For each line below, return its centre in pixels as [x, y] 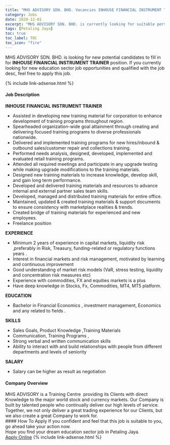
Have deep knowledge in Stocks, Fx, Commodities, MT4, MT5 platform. [87, 286]
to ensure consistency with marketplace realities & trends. [73, 207]
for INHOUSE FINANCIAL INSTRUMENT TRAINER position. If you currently [83, 62]
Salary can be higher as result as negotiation [59, 371]
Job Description [23, 95]
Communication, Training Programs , [51, 336]
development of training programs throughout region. [68, 121]
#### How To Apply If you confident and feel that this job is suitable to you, [84, 421]
